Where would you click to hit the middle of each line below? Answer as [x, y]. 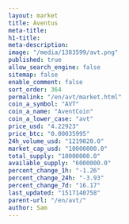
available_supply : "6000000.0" [60, 164]
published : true [35, 60]
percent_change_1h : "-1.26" [55, 171]
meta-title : [28, 30]
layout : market [33, 15]
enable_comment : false [46, 82]
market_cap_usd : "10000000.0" [58, 149]
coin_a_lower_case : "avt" [51, 119]
